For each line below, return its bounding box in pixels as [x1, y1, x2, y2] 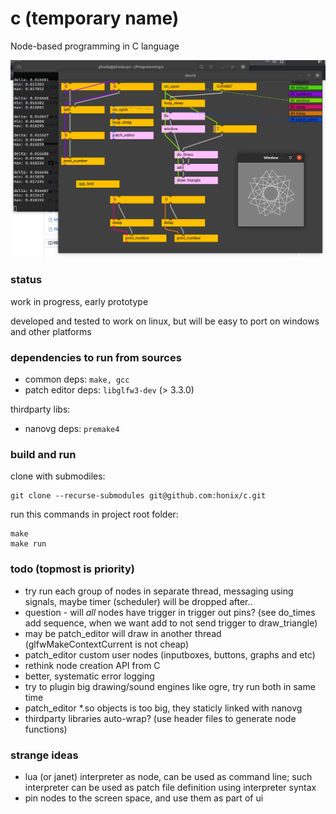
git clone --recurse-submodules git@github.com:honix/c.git [10, 491, 267, 501]
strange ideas [10, 748, 79, 762]
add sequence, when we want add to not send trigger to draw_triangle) [24, 617, 318, 629]
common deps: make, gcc [24, 373, 130, 386]
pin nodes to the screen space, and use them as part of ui [24, 792, 264, 804]
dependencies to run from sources [10, 350, 182, 364]
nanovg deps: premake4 [24, 423, 120, 435]
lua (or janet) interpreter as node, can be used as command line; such [24, 770, 313, 782]
